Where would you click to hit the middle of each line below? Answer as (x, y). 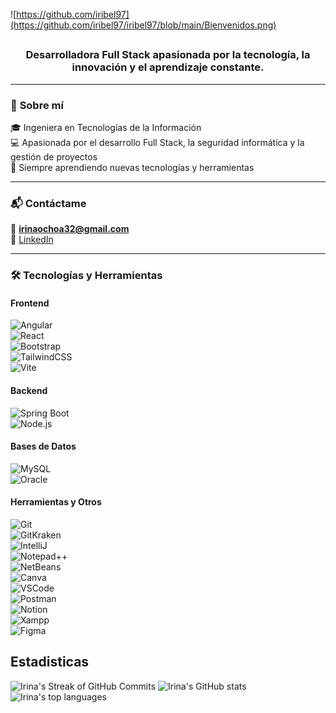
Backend (29, 391)
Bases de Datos (43, 446)
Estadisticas (50, 662)
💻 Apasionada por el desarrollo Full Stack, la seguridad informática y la (157, 143)
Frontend (30, 303)
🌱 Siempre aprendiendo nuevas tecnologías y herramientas (132, 168)
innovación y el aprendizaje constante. (168, 67)
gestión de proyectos (54, 157)
